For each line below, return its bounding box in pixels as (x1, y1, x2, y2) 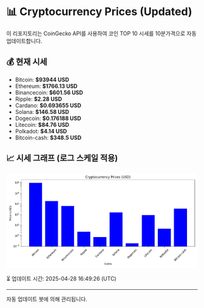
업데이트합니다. (6, 37, 42, 44)
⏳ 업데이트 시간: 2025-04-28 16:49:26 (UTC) (6, 275, 117, 282)
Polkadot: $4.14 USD (15, 127, 67, 135)
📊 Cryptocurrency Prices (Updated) (6, 5, 192, 19)
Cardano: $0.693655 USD (15, 101, 82, 109)
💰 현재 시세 (6, 57, 47, 67)
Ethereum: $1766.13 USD (15, 82, 78, 90)
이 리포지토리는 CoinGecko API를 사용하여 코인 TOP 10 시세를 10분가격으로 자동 (6, 30, 197, 37)
